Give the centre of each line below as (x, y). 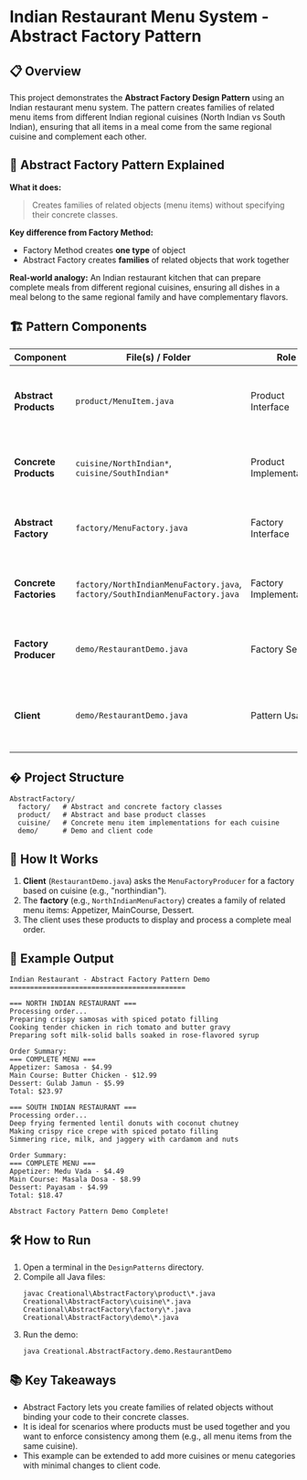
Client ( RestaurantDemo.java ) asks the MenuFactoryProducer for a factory (159, 881)
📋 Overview (46, 71)
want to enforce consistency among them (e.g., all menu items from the (157, 1436)
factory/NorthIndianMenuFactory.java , (159, 584)
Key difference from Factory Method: (81, 232)
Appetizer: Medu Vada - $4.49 (67, 1172)
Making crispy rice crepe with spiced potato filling (114, 1132)
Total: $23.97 (37, 1091)
